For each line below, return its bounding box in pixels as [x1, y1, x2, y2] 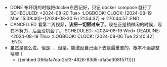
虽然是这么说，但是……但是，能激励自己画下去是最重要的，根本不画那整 [10, 45, 160, 50]
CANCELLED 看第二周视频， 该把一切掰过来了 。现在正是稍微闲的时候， [10, 22, 158, 27]
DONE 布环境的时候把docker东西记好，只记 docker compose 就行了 [10, 5, 152, 10]
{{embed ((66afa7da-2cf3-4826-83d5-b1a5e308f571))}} [17, 57, 136, 62]
